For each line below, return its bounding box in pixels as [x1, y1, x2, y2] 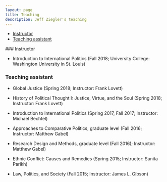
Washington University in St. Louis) [12, 61, 86, 67]
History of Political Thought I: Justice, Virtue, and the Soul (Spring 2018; [12, 95, 162, 101]
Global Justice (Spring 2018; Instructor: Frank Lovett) [12, 85, 123, 91]
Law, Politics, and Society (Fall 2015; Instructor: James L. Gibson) [12, 170, 149, 177]
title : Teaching [5, 12, 39, 17]
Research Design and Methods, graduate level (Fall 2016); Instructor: [12, 140, 155, 147]
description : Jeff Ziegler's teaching [5, 17, 87, 22]
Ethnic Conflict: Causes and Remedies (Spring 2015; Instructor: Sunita [12, 155, 158, 162]
